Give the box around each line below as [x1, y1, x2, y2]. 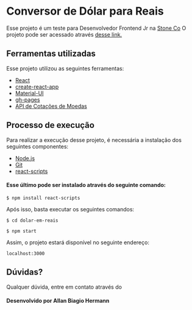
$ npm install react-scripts [6, 195, 80, 201]
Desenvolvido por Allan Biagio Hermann [6, 297, 110, 305]
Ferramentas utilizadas [6, 49, 96, 59]
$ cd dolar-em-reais [6, 217, 59, 224]
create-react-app [15, 83, 59, 90]
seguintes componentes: [6, 143, 69, 150]
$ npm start [6, 228, 37, 234]
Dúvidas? [6, 267, 43, 278]
